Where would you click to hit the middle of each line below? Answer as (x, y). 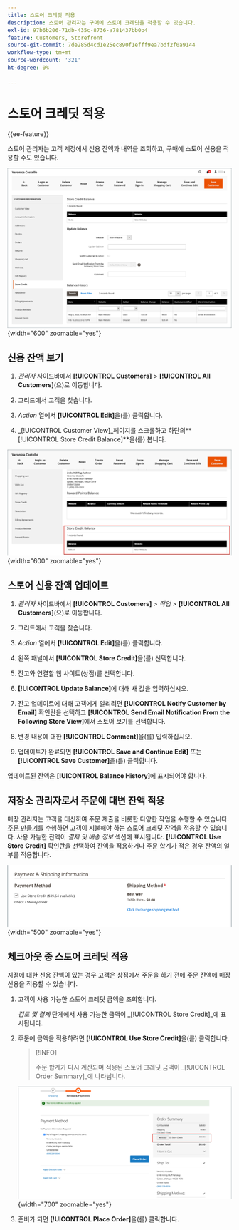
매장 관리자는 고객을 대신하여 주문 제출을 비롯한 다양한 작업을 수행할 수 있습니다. (118, 819)
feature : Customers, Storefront (55, 38)
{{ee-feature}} (28, 134)
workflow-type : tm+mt (39, 53)
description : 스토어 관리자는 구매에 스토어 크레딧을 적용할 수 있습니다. (102, 22)
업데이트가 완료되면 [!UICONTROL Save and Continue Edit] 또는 (110, 752)
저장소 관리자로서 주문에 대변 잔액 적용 (86, 800)
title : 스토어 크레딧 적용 (41, 15)
